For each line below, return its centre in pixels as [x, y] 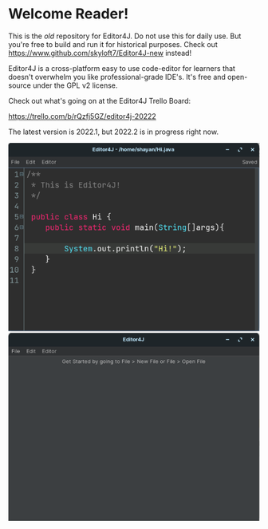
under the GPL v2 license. [75, 85]
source [20, 85]
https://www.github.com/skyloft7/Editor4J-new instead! [100, 53]
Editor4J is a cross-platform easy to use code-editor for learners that [122, 68]
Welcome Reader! [69, 14]
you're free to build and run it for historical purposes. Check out [113, 44]
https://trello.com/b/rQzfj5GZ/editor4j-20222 [83, 116]
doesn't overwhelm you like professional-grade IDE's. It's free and [117, 77]
